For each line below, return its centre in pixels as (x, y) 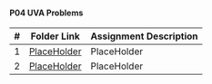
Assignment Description (144, 36)
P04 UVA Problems (46, 13)
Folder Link (55, 36)
